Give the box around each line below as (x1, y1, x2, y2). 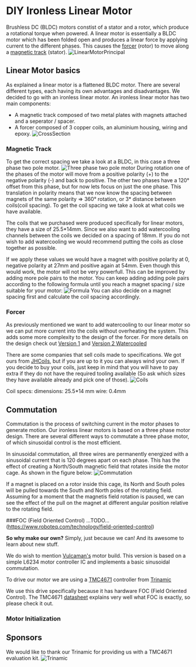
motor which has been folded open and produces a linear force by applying (6, 36, 188, 43)
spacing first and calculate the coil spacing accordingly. (6, 293, 141, 300)
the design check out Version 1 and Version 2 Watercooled (6, 340, 147, 347)
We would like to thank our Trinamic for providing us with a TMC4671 (6, 648, 173, 655)
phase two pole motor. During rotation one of (6, 165, 190, 172)
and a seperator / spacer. (14, 118, 76, 125)
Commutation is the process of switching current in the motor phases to (6, 420, 180, 427)
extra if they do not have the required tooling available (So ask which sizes (6, 370, 185, 377)
